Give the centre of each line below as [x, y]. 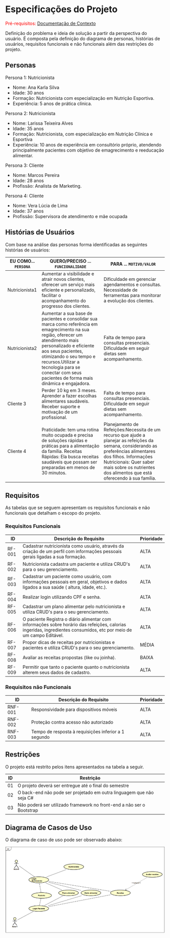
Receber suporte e [61, 406]
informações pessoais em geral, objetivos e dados [75, 582]
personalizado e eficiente [68, 345]
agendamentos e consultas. [132, 284]
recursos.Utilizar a [60, 362]
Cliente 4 [17, 451]
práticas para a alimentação [70, 446]
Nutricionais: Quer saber [129, 462]
